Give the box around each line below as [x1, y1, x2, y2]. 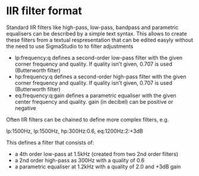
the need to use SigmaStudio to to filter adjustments [6, 43, 134, 50]
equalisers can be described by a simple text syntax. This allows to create [6, 30, 187, 37]
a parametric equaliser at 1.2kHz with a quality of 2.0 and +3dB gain [14, 163, 181, 170]
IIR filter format [6, 4, 82, 18]
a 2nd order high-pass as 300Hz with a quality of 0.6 [14, 156, 145, 164]
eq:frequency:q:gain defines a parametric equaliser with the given [14, 92, 176, 99]
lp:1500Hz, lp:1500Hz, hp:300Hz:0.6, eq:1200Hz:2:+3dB [6, 127, 144, 135]
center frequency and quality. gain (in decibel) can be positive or [14, 98, 173, 105]
